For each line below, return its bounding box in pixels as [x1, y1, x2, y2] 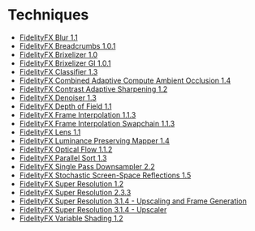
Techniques [7, 6, 89, 24]
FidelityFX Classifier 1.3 [19, 66, 98, 76]
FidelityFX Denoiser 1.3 [19, 92, 97, 102]
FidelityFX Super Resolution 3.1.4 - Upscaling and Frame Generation [19, 196, 247, 206]
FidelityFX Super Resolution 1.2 [19, 178, 123, 188]
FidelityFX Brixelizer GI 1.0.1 [19, 58, 111, 68]
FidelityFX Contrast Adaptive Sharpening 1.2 [19, 83, 168, 94]
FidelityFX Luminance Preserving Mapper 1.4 [19, 135, 170, 145]
